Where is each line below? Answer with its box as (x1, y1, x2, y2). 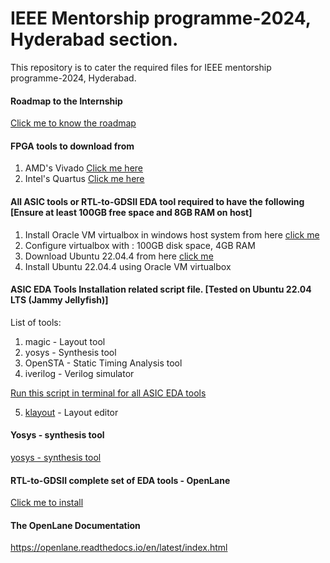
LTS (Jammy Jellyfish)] (10, 294, 109, 306)
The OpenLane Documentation (10, 519, 141, 531)
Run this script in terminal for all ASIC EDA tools (10, 387, 207, 399)
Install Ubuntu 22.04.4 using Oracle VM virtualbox (24, 260, 232, 272)
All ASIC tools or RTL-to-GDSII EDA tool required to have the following (10, 195, 305, 207)
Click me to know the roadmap (10, 117, 137, 129)
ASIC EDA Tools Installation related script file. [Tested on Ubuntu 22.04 (10, 283, 312, 296)
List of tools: (10, 316, 62, 328)
